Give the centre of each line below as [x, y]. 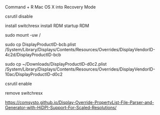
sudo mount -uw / [23, 35]
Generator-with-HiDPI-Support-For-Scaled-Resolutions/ [61, 108]
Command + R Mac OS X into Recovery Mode [50, 7]
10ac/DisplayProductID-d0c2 [34, 74]
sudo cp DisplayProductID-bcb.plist [41, 44]
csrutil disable [19, 16]
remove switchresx [24, 93]
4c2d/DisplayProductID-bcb [33, 55]
